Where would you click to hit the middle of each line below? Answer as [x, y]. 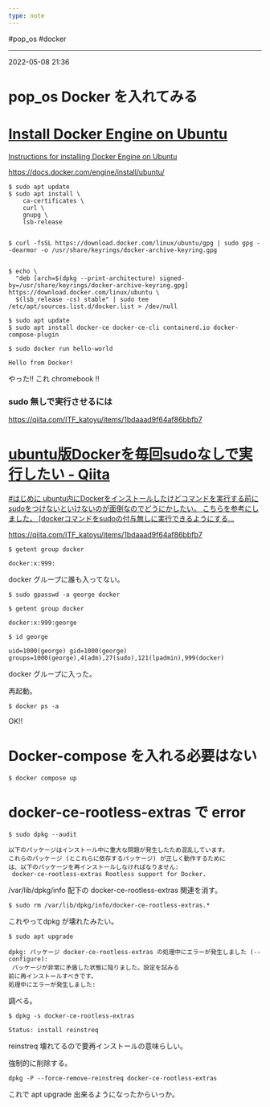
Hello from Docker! [41, 363]
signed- [172, 278]
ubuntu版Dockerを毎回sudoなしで [124, 455]
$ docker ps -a [34, 706]
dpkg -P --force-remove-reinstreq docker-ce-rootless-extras [113, 1078]
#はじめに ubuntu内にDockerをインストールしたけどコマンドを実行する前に [134, 498]
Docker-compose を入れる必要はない [133, 756]
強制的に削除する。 [40, 1063]
